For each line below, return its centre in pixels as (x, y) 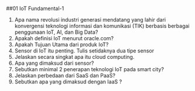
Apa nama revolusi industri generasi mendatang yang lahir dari (90, 20)
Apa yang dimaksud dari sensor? (54, 63)
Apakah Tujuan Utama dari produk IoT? (61, 44)
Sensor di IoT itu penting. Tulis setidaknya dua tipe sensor (84, 51)
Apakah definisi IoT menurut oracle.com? (64, 38)
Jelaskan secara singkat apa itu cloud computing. (74, 57)
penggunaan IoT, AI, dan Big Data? (56, 32)
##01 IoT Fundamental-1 (35, 8)
